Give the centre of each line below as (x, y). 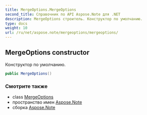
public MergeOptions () (28, 74)
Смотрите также (26, 86)
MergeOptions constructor (48, 53)
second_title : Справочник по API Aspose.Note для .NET (63, 14)
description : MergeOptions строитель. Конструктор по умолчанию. (74, 19)
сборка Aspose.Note (34, 107)
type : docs (16, 23)
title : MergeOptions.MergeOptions (41, 10)
